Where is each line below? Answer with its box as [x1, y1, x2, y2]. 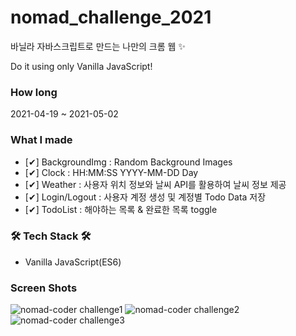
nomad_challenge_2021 [10, 6, 212, 29]
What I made [10, 133, 73, 147]
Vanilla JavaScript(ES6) [24, 256, 122, 268]
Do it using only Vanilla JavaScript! [10, 60, 153, 72]
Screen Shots [10, 281, 78, 295]
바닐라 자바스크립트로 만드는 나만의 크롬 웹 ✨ [10, 40, 186, 52]
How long [10, 85, 58, 99]
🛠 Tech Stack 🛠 [10, 229, 92, 243]
